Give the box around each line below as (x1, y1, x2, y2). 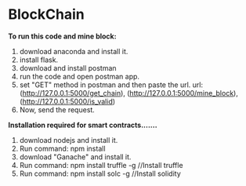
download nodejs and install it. (19, 135, 118, 144)
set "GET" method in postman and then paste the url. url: (19, 80, 204, 89)
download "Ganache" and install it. (19, 151, 132, 162)
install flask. (19, 55, 59, 64)
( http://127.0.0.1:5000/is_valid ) (19, 97, 116, 106)
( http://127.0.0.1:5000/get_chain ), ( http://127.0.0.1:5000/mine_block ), (19, 88, 239, 97)
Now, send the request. (19, 104, 96, 115)
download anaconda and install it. (19, 46, 128, 56)
